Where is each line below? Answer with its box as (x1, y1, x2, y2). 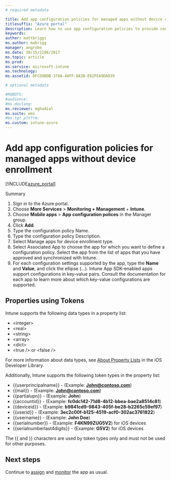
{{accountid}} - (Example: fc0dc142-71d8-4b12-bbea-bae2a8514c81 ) (12, 398, 161, 404)
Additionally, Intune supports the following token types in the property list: (5, 372, 160, 378)
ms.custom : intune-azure (5, 120, 58, 125)
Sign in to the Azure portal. (12, 200, 69, 206)
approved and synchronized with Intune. (12, 254, 98, 260)
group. (12, 217, 27, 223)
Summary (5, 191, 26, 197)
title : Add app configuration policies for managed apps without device (5, 16, 163, 22)
